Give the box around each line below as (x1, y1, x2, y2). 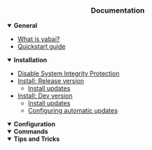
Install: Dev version (17, 91, 73, 100)
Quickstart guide (17, 43, 66, 51)
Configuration (13, 120, 56, 128)
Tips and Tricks (13, 135, 60, 143)
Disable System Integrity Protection (17, 69, 120, 78)
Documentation (90, 6, 145, 15)
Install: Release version (17, 77, 84, 85)
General (13, 22, 38, 30)
